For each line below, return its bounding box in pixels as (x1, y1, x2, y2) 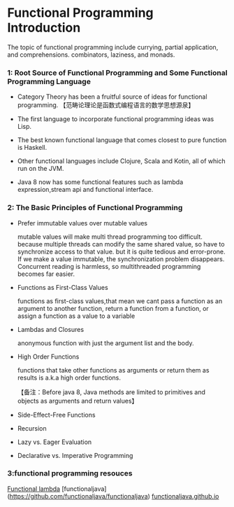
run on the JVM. (17, 165, 64, 173)
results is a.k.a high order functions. (17, 373, 121, 382)
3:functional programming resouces (7, 468, 133, 478)
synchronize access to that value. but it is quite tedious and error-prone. (17, 247, 226, 256)
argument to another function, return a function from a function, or (17, 304, 210, 312)
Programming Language (7, 76, 91, 86)
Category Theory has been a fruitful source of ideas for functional (17, 92, 207, 101)
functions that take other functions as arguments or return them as (17, 366, 210, 374)
